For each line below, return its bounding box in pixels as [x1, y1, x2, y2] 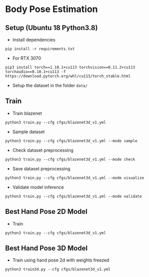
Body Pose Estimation [5, 4, 98, 15]
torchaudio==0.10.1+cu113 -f [5, 69, 66, 74]
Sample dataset [12, 129, 45, 135]
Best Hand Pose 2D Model [5, 207, 87, 216]
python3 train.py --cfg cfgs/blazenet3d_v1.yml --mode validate [5, 194, 142, 199]
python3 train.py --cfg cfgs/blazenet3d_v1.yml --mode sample [5, 138, 137, 143]
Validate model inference [12, 184, 64, 190]
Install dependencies [12, 37, 56, 43]
